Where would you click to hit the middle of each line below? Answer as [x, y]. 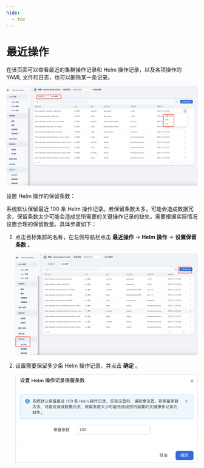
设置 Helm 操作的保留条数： [41, 196]
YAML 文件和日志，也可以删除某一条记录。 [60, 77]
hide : [13, 13]
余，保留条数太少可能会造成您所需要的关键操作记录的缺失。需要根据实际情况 [102, 217]
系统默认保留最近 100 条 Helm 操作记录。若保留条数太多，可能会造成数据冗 [100, 209]
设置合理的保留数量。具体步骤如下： [52, 224]
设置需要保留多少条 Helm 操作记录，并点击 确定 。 [78, 366]
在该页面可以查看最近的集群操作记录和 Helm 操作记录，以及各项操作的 [94, 70]
